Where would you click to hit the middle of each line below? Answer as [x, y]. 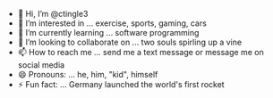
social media [41, 65]
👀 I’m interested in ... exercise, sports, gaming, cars [112, 23]
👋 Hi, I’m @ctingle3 [53, 14]
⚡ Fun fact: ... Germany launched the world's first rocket [121, 84]
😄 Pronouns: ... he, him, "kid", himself [88, 74]
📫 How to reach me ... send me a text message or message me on [141, 52]
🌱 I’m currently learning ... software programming [108, 33]
